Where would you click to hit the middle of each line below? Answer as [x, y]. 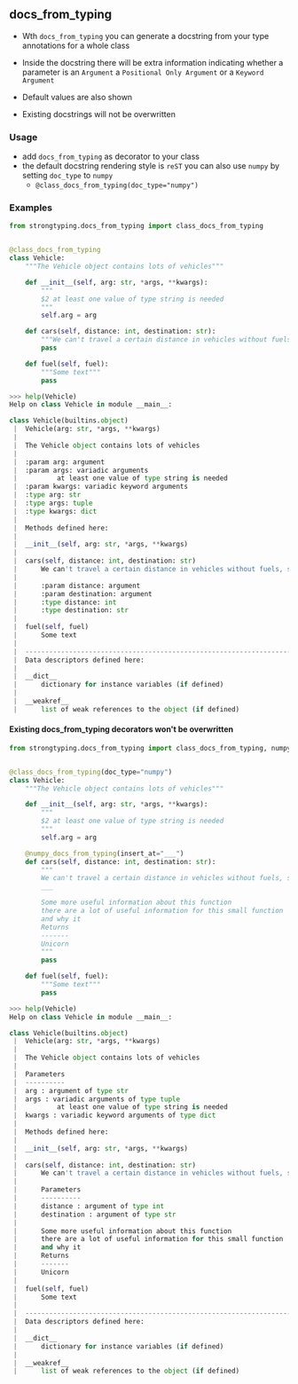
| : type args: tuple [53, 503]
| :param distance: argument [77, 586]
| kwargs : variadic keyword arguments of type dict [114, 1116]
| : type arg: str [47, 495]
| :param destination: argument [82, 594]
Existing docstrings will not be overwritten [98, 114]
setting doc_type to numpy [67, 176]
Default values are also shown [77, 97]
